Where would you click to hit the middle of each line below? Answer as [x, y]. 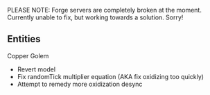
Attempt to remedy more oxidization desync [80, 84]
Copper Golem [28, 55]
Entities [24, 39]
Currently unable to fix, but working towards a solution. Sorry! [95, 17]
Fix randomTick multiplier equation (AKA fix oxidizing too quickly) [111, 76]
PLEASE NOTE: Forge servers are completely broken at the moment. [105, 10]
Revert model [36, 69]
